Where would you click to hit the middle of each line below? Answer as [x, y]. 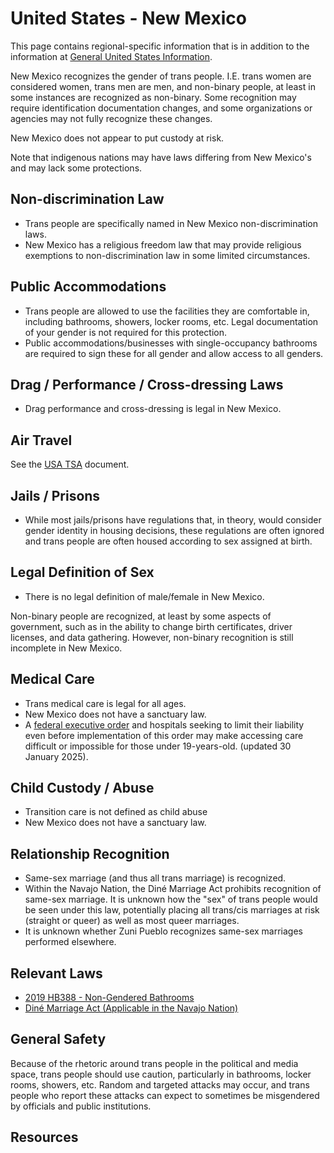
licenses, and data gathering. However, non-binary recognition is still [152, 637]
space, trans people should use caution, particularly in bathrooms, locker [161, 1074]
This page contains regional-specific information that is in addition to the [160, 46]
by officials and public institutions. [81, 1106]
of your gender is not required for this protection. [126, 332]
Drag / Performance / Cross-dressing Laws [147, 384]
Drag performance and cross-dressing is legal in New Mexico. [153, 409]
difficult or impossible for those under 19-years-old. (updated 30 [158, 746]
